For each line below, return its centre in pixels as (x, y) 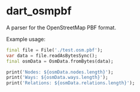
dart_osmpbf (39, 11)
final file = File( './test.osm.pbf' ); (54, 50)
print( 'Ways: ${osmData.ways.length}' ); (57, 78)
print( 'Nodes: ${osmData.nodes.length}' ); (60, 72)
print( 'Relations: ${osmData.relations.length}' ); (71, 83)
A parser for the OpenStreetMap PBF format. (61, 27)
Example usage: (26, 39)
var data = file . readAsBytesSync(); (52, 56)
